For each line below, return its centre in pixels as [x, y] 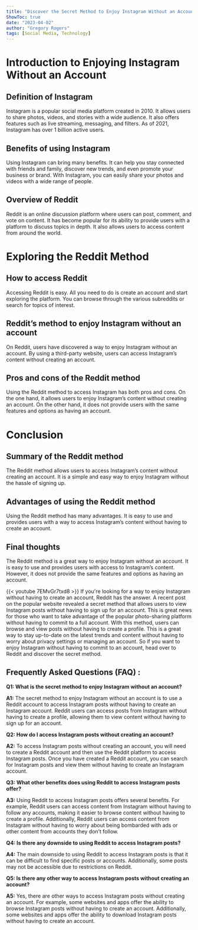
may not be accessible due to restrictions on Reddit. [69, 866]
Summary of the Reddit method [65, 456]
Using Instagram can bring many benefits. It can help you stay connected [95, 162]
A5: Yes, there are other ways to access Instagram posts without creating [95, 896]
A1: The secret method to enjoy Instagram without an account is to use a [94, 698]
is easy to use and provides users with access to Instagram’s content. [90, 567]
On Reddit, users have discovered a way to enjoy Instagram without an [92, 347]
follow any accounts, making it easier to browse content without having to [96, 812]
